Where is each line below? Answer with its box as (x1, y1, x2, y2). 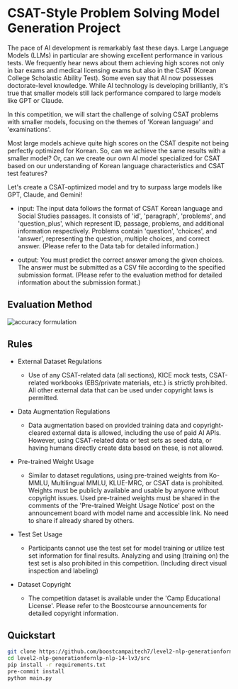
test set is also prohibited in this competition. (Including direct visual (28, 558, 227, 567)
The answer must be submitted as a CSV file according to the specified (17, 263, 226, 271)
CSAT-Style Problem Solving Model (7, 5, 220, 21)
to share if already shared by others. (28, 516, 135, 524)
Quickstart (7, 629, 56, 641)
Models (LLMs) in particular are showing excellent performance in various (7, 51, 223, 60)
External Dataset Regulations (17, 357, 103, 365)
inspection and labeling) (28, 566, 99, 575)
